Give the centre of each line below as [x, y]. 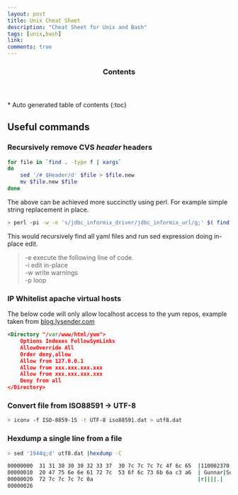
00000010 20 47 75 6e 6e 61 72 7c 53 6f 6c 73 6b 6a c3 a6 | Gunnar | [117, 473]
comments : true [30, 47]
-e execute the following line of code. [79, 257]
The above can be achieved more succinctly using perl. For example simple [118, 202]
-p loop [35, 280]
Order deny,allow [46, 354]
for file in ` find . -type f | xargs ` [64, 162]
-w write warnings [51, 272]
